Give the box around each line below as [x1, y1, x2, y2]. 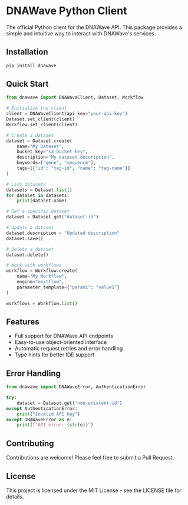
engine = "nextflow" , [17, 279, 65, 285]
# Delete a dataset [6, 246, 54, 252]
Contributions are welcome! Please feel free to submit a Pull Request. [6, 454, 174, 461]
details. [6, 493, 24, 500]
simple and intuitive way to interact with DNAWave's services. [6, 29, 156, 37]
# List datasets [6, 181, 46, 187]
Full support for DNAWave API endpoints [14, 332, 113, 340]
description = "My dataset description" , [17, 155, 115, 160]
